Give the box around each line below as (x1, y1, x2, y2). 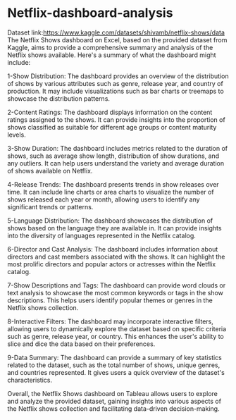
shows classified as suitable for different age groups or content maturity (7, 123, 217, 131)
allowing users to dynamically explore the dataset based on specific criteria (7, 324, 227, 333)
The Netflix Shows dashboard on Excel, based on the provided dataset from (7, 35, 228, 44)
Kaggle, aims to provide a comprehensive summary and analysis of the (7, 43, 213, 51)
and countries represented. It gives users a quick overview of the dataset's (7, 368, 225, 376)
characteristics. (7, 376, 53, 384)
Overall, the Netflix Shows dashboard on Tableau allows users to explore (7, 389, 218, 397)
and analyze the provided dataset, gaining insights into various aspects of (7, 397, 222, 405)
